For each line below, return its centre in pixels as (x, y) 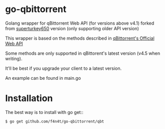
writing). (14, 58)
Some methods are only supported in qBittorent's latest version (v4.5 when (83, 53)
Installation (29, 98)
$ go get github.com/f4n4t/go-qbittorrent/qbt (55, 121)
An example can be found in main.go (43, 78)
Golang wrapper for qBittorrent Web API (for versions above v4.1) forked (80, 23)
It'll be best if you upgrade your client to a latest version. (63, 68)
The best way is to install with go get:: (44, 112)
